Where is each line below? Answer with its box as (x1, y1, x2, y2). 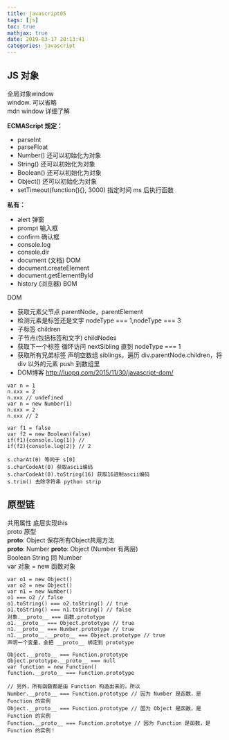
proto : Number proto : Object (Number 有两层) (7, 544, 138, 553)
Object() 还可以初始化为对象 (17, 177, 98, 185)
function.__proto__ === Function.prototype (7, 669, 135, 676)
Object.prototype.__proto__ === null (7, 657, 116, 664)
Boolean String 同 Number (7, 553, 82, 562)
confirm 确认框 (17, 232, 60, 241)
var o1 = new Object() (7, 576, 73, 583)
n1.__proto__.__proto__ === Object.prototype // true (7, 632, 166, 639)
